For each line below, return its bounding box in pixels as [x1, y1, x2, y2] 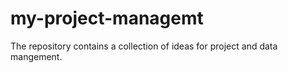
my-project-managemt [10, 7, 204, 30]
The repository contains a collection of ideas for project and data [10, 40, 278, 52]
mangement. [10, 50, 63, 62]
